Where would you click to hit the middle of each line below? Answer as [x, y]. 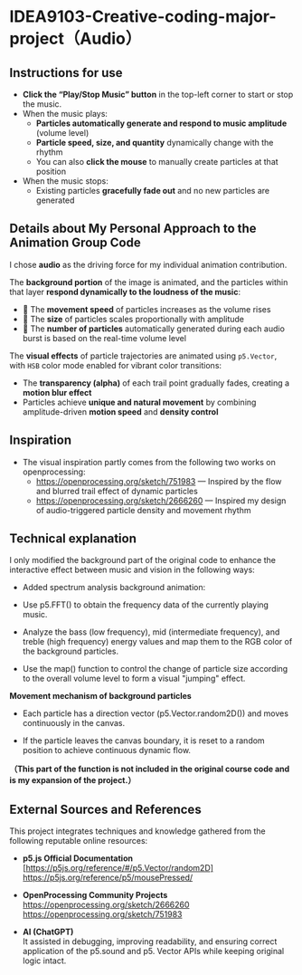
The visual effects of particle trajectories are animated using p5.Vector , [143, 356]
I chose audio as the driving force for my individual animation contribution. [148, 264]
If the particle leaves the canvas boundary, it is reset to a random [143, 741]
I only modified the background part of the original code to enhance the [142, 560]
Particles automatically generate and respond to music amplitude [161, 123]
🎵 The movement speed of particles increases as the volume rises [146, 309]
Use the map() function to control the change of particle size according [155, 669]
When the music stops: [65, 181]
